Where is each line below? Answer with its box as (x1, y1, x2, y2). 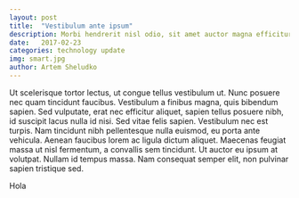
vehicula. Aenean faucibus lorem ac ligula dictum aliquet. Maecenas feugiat (9, 135, 287, 145)
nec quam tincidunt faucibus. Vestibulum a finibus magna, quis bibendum (9, 96, 279, 107)
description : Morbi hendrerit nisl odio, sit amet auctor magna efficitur (9, 29, 293, 38)
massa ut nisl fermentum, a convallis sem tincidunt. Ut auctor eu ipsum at (9, 144, 279, 154)
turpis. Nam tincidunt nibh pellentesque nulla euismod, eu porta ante (9, 125, 261, 136)
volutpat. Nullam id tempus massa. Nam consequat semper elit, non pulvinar (9, 153, 289, 164)
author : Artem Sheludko (9, 63, 98, 72)
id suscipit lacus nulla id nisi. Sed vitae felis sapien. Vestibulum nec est (9, 115, 269, 126)
